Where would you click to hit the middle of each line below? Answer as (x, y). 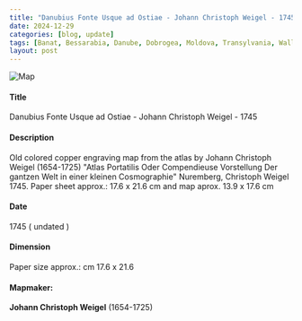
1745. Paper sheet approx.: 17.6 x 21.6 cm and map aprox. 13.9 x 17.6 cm (142, 186)
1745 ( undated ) (40, 226)
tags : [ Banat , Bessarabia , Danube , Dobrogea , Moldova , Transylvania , (142, 43)
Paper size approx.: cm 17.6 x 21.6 (72, 266)
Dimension (30, 247)
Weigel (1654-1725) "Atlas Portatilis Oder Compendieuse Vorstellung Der (144, 167)
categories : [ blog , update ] (62, 34)
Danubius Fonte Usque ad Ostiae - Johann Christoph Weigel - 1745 (133, 117)
